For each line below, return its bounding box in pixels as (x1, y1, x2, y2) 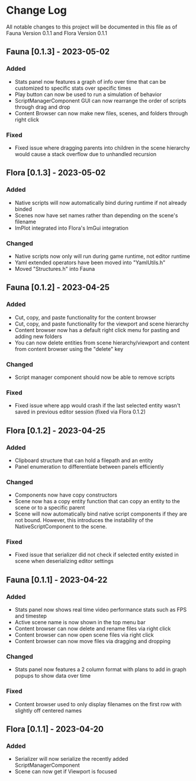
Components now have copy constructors (14, 491, 117, 499)
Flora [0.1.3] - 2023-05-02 (6, 167, 106, 178)
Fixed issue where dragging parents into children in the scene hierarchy (14, 144, 190, 151)
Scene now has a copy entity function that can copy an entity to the (14, 498, 181, 505)
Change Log (6, 4, 67, 17)
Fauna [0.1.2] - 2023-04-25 (6, 283, 110, 293)
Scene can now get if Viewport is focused (14, 768, 117, 775)
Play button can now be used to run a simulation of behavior (14, 90, 162, 98)
